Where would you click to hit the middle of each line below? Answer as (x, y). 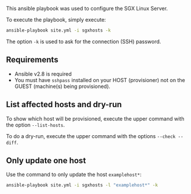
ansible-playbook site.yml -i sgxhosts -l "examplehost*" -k (82, 185)
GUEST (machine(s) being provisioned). (62, 86)
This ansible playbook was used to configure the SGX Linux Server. (87, 8)
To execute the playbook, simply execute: (56, 20)
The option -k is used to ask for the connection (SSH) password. (84, 41)
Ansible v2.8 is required (43, 74)
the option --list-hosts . (36, 125)
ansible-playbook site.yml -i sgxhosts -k (58, 30)
